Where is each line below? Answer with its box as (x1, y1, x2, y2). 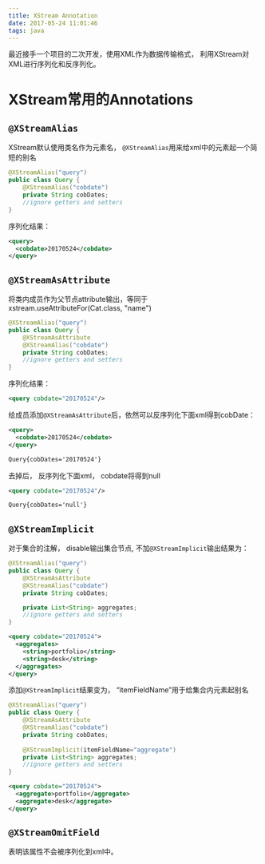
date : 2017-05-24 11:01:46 (8, 19, 98, 27)
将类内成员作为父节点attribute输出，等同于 (8, 295, 148, 304)
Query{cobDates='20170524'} (8, 455, 102, 463)
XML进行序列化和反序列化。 (8, 59, 101, 69)
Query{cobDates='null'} (8, 501, 88, 509)
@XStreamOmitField (8, 827, 100, 838)
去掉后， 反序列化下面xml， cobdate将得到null (8, 470, 161, 480)
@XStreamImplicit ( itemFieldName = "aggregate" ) (22, 746, 177, 754)
